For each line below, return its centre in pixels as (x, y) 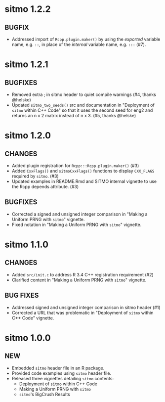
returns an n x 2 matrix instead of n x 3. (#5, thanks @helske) (74, 115)
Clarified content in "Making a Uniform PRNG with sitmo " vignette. (79, 280)
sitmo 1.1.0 (27, 245)
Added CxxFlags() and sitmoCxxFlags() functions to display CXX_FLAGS (83, 171)
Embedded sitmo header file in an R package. (58, 368)
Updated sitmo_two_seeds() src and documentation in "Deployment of (83, 105)
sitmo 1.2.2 (28, 9)
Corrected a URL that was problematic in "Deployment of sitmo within (82, 313)
